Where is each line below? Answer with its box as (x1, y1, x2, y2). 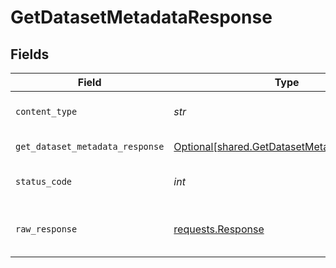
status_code (15, 176, 73, 187)
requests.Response (173, 222, 265, 236)
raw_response (15, 224, 78, 235)
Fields (10, 46, 50, 63)
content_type (15, 106, 78, 117)
